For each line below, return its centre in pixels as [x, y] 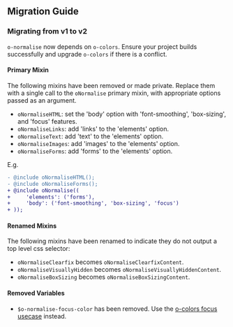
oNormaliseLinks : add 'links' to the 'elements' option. [93, 129]
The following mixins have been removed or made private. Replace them [111, 85]
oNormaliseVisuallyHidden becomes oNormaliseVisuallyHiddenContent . [119, 270]
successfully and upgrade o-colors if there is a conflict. [87, 54]
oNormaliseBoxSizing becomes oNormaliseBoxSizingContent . [104, 277]
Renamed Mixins [32, 226]
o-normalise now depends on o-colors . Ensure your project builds [102, 46]
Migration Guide [43, 12]
